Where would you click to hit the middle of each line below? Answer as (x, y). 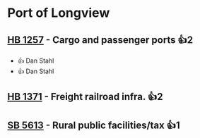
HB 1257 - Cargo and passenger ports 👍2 (100, 40)
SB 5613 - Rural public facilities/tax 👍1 (94, 125)
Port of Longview (59, 13)
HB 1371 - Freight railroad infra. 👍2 (85, 97)
